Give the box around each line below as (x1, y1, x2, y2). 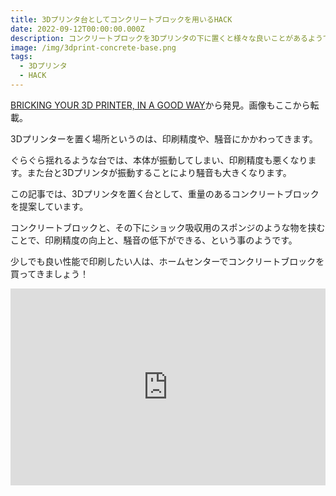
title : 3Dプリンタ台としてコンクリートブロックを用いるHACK (10, 14, 233, 25)
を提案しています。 (10, 200, 89, 212)
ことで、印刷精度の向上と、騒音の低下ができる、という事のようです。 (10, 234, 298, 246)
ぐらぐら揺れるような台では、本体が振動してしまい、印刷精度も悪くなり (10, 154, 308, 166)
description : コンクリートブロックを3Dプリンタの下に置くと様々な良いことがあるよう (10, 33, 323, 43)
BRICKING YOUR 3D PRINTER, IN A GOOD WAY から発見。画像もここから (10, 99, 311, 111)
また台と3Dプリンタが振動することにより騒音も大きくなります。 (26, 166, 292, 178)
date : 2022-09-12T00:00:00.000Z (10, 24, 145, 34)
